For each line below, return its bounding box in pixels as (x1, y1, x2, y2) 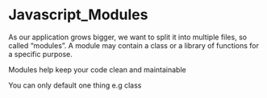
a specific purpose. (8, 49, 73, 59)
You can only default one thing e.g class (8, 80, 142, 90)
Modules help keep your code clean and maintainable (8, 64, 187, 74)
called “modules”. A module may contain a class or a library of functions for (8, 40, 260, 50)
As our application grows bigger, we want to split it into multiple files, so (8, 32, 248, 42)
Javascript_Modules (8, 6, 148, 24)
